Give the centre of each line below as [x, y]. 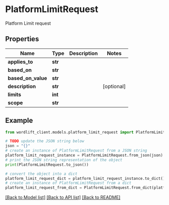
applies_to [20, 61]
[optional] [114, 86]
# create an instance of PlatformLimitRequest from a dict [68, 183]
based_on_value [27, 78]
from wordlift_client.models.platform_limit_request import [70, 132]
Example [19, 121]
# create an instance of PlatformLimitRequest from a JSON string [76, 151]
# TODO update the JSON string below [45, 141]
